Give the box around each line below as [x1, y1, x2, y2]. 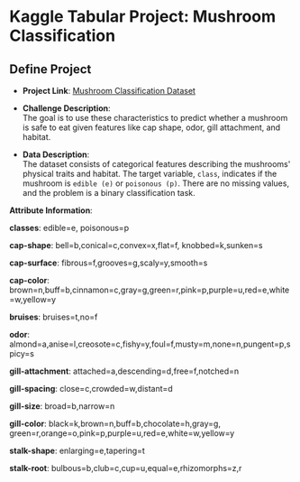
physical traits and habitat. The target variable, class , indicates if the [22, 169, 277, 179]
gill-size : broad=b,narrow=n [9, 401, 115, 412]
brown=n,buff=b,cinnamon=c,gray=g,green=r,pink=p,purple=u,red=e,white [9, 284, 290, 295]
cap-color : [9, 275, 50, 285]
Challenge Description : [22, 103, 111, 114]
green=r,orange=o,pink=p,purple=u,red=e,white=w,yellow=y [9, 428, 235, 439]
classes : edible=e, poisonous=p [9, 223, 129, 233]
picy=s [9, 348, 34, 358]
